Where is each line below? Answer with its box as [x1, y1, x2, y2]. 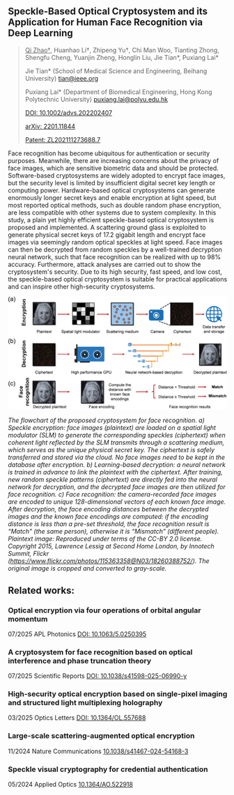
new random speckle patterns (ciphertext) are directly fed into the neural [8, 475, 218, 484]
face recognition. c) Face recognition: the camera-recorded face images [8, 491, 217, 499]
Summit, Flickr [8, 550, 49, 558]
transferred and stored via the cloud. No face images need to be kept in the [8, 453, 226, 462]
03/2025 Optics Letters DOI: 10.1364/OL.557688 [8, 713, 146, 722]
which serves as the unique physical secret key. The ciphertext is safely [8, 446, 215, 454]
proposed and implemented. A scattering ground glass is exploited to [8, 223, 206, 231]
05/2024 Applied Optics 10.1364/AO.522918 [8, 780, 133, 789]
